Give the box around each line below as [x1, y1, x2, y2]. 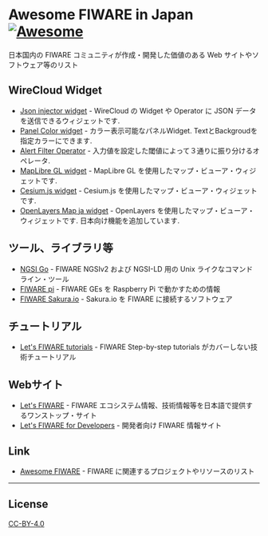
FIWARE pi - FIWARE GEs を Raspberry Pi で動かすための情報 [19, 284, 221, 293]
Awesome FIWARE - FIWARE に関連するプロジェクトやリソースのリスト [19, 467, 255, 476]
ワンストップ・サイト [26, 411, 97, 420]
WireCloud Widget [8, 84, 102, 97]
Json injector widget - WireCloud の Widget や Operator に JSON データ [19, 105, 257, 115]
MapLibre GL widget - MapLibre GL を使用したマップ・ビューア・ [19, 165, 236, 175]
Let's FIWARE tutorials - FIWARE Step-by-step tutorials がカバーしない [19, 342, 251, 352]
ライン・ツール [19, 274, 69, 284]
